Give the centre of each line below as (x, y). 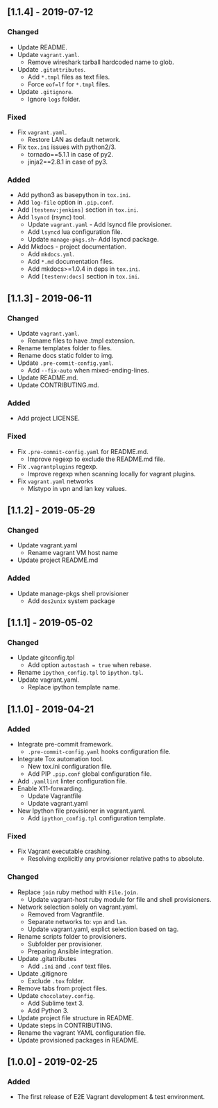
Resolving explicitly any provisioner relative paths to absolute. (116, 859)
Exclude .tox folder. (56, 981)
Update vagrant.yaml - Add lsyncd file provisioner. (100, 225)
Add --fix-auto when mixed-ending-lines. (88, 370)
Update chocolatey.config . (56, 995)
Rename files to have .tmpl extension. (81, 341)
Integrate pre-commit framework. (65, 744)
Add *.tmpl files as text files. (69, 77)
